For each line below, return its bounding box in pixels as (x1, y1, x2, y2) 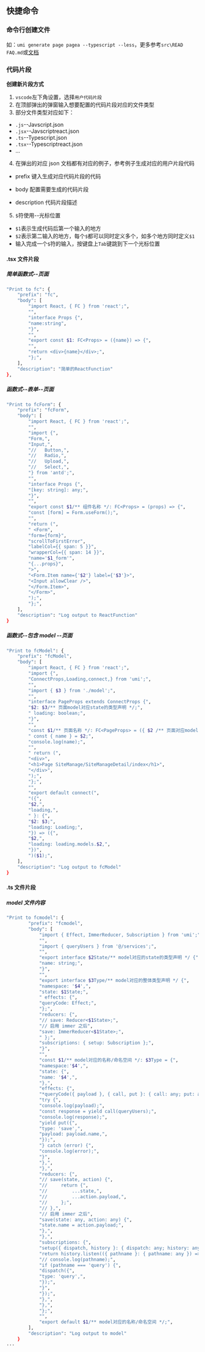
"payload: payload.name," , (38, 1131, 108, 1138)
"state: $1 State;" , (38, 989, 88, 995)
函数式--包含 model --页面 (6, 632, 73, 639)
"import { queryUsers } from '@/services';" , (38, 943, 157, 950)
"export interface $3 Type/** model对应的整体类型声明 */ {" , (38, 977, 190, 983)
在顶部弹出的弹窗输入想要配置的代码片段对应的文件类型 (15, 100, 154, 108)
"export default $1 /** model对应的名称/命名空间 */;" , (38, 1319, 173, 1325)
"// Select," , (28, 464, 70, 470)
